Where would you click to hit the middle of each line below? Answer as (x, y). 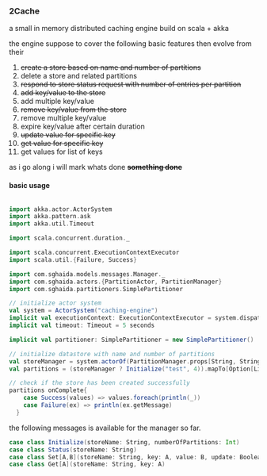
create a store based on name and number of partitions (111, 67)
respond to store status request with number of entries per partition (131, 84)
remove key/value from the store (74, 109)
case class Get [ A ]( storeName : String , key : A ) (87, 464)
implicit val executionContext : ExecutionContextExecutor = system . (124, 318)
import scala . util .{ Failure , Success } (73, 259)
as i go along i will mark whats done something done (96, 167)
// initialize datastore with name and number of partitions (112, 354)
